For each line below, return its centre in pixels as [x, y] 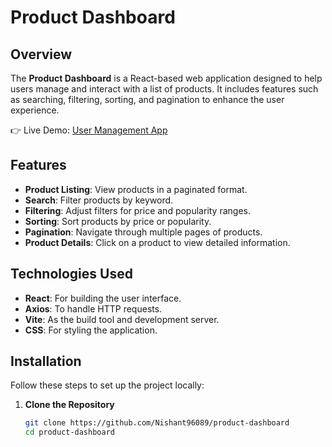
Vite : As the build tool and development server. [122, 319]
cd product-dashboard [69, 432]
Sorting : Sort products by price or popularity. [118, 221]
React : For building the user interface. [103, 298]
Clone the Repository [69, 405]
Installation [46, 361]
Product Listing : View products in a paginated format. [136, 189]
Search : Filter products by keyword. [99, 200]
